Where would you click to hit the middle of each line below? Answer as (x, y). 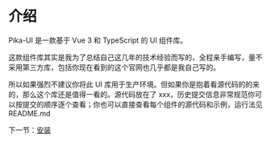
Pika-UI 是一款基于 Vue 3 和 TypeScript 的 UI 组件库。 (98, 40)
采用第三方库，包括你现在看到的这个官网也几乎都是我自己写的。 (114, 67)
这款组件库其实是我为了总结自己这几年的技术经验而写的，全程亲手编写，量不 (135, 57)
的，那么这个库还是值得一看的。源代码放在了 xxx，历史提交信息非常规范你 (132, 94)
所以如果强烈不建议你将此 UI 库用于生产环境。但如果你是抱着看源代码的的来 (134, 84)
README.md (29, 113)
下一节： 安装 (29, 130)
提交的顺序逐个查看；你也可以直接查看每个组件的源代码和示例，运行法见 (142, 104)
